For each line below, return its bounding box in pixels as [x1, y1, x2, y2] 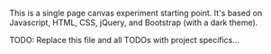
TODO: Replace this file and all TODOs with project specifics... [9, 35, 240, 45]
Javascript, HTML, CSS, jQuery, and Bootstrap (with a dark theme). [9, 17, 258, 28]
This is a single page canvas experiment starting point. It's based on [9, 8, 263, 18]
